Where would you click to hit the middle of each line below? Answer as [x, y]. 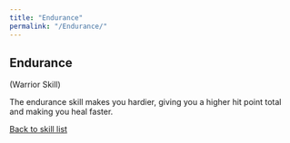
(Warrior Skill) [35, 85]
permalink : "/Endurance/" [58, 26]
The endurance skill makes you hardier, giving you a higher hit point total [145, 102]
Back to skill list [39, 129]
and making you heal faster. [61, 112]
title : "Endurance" [46, 18]
